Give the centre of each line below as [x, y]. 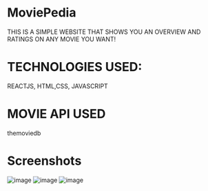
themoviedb [24, 133]
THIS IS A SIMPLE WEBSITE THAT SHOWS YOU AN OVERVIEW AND [104, 32]
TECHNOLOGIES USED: [75, 67]
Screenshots [44, 161]
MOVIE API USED [56, 114]
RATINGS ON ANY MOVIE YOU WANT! [62, 39]
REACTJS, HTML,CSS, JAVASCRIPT [58, 86]
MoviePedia [42, 13]
